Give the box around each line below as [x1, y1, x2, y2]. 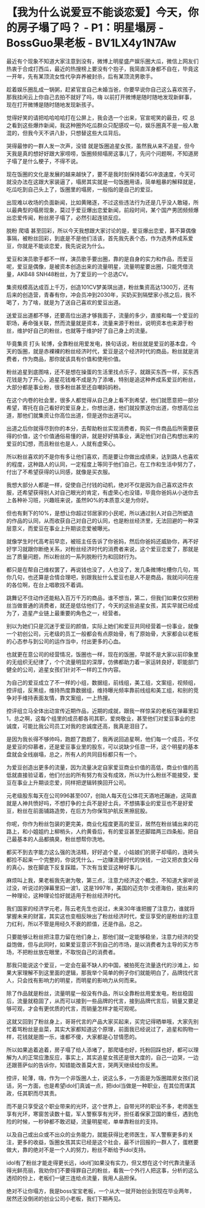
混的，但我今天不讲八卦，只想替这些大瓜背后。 [6, 129, 124, 136]
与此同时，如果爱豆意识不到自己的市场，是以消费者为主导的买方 [32, 941, 193, 948]
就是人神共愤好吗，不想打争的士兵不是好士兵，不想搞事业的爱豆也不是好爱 [6, 799, 193, 807]
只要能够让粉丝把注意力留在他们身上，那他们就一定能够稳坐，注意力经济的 [6, 933, 193, 941]
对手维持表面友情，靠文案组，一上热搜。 [11, 694, 113, 701]
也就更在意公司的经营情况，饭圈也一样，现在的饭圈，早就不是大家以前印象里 [6, 650, 199, 658]
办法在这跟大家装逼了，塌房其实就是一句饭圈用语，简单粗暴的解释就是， [16, 178, 199, 185]
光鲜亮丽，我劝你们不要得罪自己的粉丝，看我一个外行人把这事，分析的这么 [11, 1166, 199, 1174]
